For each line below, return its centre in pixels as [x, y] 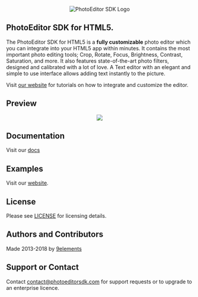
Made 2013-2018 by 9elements [44, 248]
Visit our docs [23, 150]
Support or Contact [42, 267]
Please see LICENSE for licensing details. [56, 216]
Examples [25, 169]
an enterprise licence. [33, 288]
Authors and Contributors [55, 235]
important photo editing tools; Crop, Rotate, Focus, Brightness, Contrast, [94, 54]
